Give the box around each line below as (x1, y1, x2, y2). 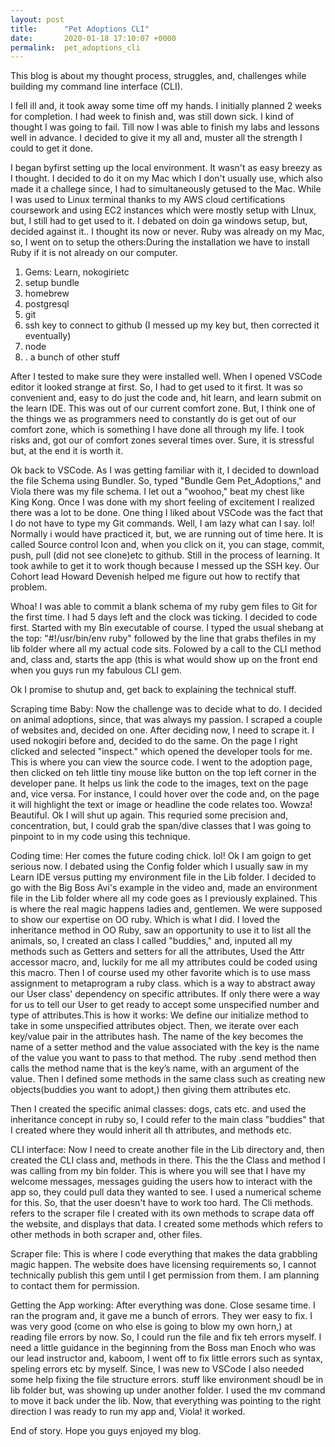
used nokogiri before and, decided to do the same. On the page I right (10, 735, 298, 747)
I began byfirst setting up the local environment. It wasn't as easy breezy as (10, 162, 323, 174)
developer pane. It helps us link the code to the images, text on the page (10, 777, 309, 790)
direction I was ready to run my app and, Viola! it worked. (10, 1406, 246, 1418)
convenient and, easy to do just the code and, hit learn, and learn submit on (10, 392, 322, 404)
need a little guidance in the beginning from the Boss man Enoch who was (10, 1342, 316, 1354)
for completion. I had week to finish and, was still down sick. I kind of (10, 111, 295, 123)
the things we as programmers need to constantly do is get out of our (10, 413, 297, 425)
